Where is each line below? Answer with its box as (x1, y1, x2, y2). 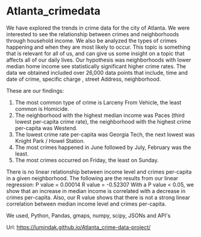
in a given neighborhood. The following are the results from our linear (6, 174, 179, 182)
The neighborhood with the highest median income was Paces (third (14, 112, 185, 119)
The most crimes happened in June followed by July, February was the (14, 144, 191, 151)
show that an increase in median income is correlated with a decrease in (6, 187, 186, 194)
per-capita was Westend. (14, 124, 78, 131)
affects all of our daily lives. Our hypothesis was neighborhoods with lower (6, 56, 191, 63)
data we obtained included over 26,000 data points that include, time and (6, 69, 188, 76)
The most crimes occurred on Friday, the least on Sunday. (14, 156, 159, 163)
